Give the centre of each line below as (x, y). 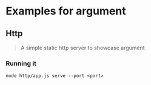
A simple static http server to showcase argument (82, 48)
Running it (21, 63)
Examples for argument (66, 11)
